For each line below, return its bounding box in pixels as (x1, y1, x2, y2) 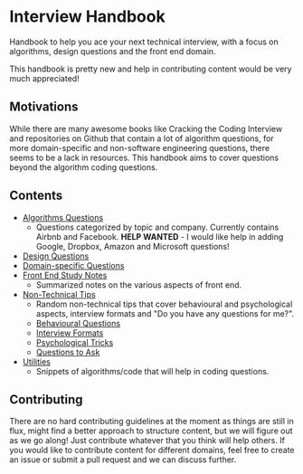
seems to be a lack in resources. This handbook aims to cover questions (9, 152, 279, 163)
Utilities (22, 355, 52, 367)
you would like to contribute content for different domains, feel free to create (9, 445, 295, 456)
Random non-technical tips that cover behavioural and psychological (35, 299, 293, 309)
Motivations (9, 100, 79, 115)
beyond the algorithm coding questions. (9, 161, 158, 173)
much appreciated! (9, 72, 80, 83)
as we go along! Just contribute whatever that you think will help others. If (9, 435, 285, 446)
